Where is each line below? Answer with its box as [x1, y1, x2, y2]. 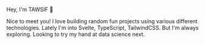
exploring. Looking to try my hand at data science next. [6, 31, 145, 38]
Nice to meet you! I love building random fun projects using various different [6, 18, 198, 24]
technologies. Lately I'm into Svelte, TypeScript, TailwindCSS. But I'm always [6, 24, 199, 31]
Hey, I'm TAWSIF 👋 [6, 6, 54, 13]
